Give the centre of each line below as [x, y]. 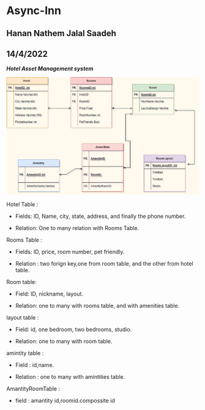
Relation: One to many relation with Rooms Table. [77, 228]
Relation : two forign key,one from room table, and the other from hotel [104, 264]
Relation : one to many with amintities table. [70, 377]
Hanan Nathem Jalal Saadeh [61, 33]
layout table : [23, 318]
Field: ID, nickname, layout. [49, 294]
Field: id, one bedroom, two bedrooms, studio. [73, 330]
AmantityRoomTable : [33, 389]
